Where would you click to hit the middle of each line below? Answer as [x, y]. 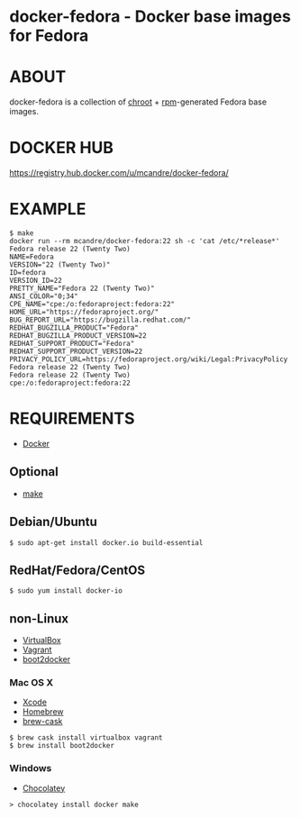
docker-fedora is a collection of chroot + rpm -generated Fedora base [138, 102]
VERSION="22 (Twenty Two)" [60, 265]
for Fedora [49, 36]
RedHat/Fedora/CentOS [77, 570]
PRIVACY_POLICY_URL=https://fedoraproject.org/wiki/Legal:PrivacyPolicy [149, 359]
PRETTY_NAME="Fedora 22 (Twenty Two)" [82, 288]
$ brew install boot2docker [62, 746]
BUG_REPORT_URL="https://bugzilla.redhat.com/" [100, 320]
